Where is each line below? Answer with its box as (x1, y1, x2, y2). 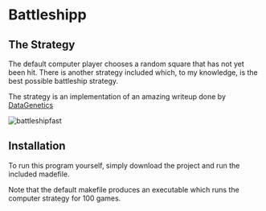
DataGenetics (8, 101, 54, 110)
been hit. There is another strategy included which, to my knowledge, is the (8, 68, 259, 77)
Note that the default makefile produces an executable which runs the (8, 184, 239, 194)
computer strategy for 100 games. (8, 193, 121, 203)
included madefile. (8, 169, 70, 179)
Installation (8, 139, 66, 153)
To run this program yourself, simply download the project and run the (8, 160, 240, 170)
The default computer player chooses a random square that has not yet (8, 59, 245, 68)
